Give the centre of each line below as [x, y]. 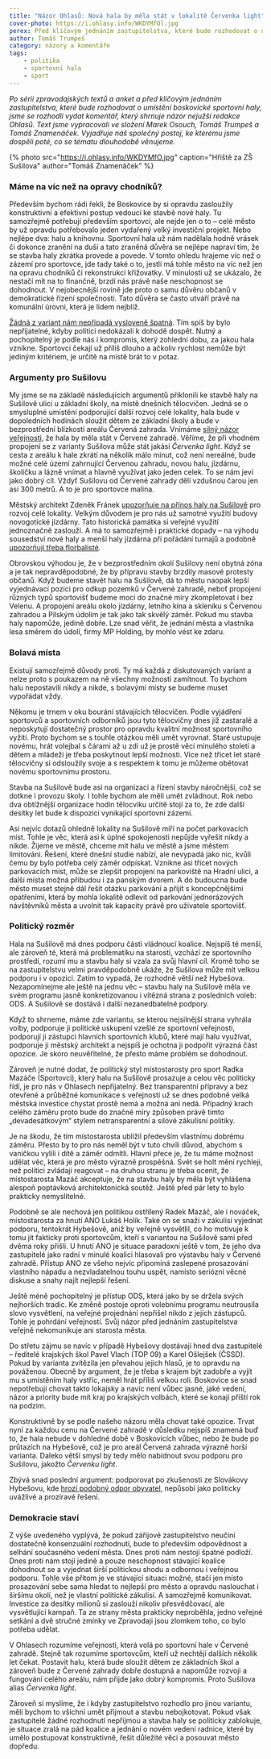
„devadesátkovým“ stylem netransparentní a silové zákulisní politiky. [122, 1120]
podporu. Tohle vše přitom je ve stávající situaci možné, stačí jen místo [126, 1578]
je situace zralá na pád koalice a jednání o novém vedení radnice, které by [131, 1729]
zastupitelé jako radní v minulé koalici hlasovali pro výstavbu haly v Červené [135, 1255]
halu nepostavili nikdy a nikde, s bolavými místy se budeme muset [119, 687]
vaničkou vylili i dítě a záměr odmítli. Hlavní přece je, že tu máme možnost [131, 1153]
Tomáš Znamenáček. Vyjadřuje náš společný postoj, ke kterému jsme [125, 133]
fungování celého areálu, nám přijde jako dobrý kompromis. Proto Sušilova [132, 1679]
